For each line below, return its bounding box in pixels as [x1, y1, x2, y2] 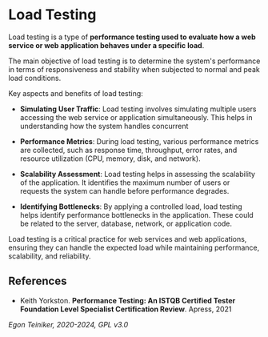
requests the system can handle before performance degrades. [19, 186, 230, 195]
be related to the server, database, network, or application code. [19, 219, 233, 228]
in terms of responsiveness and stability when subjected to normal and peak [8, 64, 260, 74]
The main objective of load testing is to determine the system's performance [8, 56, 261, 66]
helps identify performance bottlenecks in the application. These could [19, 210, 254, 219]
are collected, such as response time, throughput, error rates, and [19, 145, 238, 154]
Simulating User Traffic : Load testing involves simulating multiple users [19, 104, 257, 114]
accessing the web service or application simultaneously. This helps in [19, 112, 254, 122]
